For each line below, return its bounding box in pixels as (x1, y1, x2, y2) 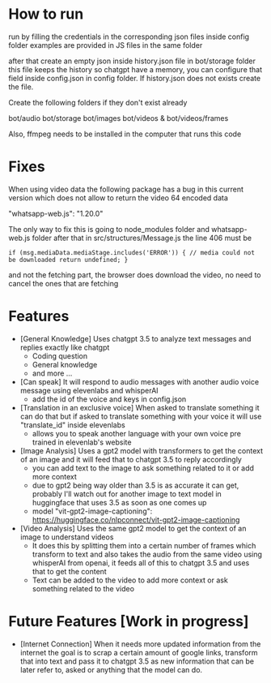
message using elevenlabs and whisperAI (19, 385, 159, 395)
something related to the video (32, 583, 135, 593)
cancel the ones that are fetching (8, 278, 119, 288)
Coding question (32, 350, 88, 361)
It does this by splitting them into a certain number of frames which (32, 540, 256, 550)
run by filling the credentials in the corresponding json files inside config (8, 32, 249, 41)
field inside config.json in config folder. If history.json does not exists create (8, 73, 261, 83)
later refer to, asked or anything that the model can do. (19, 664, 203, 674)
